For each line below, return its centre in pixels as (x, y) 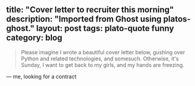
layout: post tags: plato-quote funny (105, 28)
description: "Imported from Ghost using (84, 19)
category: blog (34, 38)
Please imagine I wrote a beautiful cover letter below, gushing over (103, 52)
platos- (177, 19)
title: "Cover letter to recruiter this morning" (90, 10)
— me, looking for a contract (41, 76)
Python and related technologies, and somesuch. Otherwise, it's (100, 59)
